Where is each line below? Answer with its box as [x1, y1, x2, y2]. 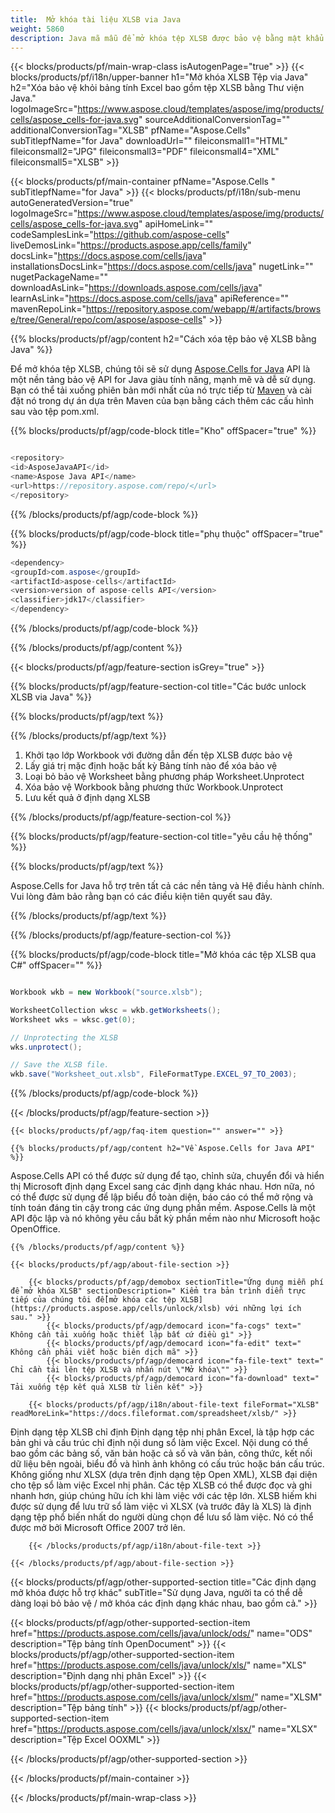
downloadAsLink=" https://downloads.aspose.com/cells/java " [10, 282, 263, 294]
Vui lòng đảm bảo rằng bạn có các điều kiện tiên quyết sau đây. [10, 891, 273, 902]
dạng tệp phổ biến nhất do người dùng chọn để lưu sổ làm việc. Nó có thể [10, 1511, 314, 1523]
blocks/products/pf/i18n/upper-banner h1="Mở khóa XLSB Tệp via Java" [10, 71, 309, 83]
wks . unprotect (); [10, 1042, 83, 1052]
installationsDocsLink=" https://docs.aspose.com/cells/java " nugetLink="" [10, 261, 314, 273]
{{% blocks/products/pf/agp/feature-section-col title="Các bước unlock [10, 681, 307, 692]
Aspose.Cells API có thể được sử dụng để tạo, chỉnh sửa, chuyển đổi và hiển [10, 1170, 325, 1182]
